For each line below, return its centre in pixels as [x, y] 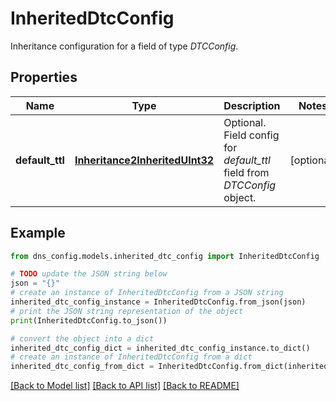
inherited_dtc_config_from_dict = [82, 367]
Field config [251, 135]
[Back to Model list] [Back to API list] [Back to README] [125, 386]
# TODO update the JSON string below [89, 274]
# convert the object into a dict [82, 338]
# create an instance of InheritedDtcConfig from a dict [131, 357]
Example [38, 233]
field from [246, 172]
